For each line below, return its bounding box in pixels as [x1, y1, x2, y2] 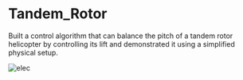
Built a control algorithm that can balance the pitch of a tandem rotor [8, 31, 233, 40]
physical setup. [8, 48, 58, 57]
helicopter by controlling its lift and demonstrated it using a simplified [8, 39, 235, 48]
